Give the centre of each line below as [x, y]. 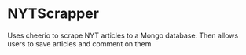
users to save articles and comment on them [79, 43]
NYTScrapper [53, 14]
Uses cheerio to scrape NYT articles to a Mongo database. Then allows [123, 35]
